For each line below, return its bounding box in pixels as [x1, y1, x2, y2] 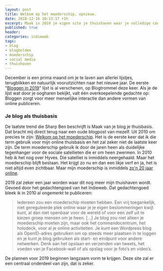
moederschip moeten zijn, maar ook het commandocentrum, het [16, 220, 146, 226]
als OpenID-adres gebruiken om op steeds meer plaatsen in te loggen [16, 231, 157, 236]
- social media [5, 57, 36, 62]
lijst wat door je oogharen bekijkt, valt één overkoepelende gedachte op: [5, 90, 150, 96]
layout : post [5, 7, 32, 12]
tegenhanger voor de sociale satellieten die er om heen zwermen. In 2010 [5, 149, 152, 156]
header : [5, 30, 21, 35]
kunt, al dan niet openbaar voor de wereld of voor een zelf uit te [16, 210, 145, 216]
